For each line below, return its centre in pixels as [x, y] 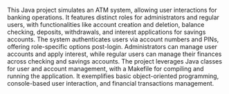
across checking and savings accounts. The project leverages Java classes [115, 61]
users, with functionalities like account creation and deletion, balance [106, 25]
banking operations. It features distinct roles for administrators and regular [113, 17]
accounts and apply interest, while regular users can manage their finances [114, 54]
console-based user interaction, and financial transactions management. [111, 83]
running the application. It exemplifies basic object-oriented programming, [113, 76]
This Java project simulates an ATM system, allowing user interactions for [112, 10]
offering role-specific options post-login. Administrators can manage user [112, 47]
